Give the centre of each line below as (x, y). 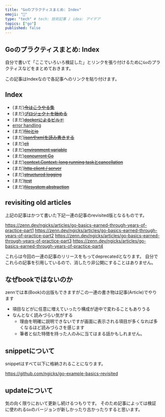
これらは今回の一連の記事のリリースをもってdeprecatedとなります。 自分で (82, 256)
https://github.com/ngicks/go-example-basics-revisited (62, 373)
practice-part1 (19, 230)
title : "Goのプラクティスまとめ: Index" (43, 10)
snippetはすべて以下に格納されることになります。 (55, 364)
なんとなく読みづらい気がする (42, 315)
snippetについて (30, 351)
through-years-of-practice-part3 (38, 241)
